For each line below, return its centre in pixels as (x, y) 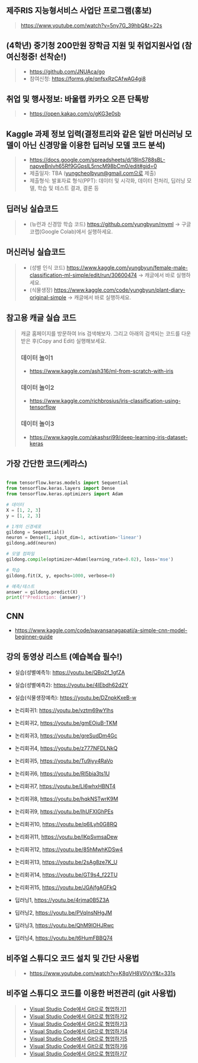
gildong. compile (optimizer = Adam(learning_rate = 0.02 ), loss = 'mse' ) (90, 559)
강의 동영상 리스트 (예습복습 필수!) (64, 657)
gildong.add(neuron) (32, 543)
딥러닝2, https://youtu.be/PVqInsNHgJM (63, 912)
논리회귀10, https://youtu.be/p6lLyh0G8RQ (66, 824)
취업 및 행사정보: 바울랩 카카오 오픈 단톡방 (78, 99)
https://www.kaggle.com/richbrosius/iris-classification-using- (105, 401)
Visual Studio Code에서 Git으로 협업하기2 (78, 1016)
